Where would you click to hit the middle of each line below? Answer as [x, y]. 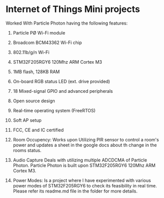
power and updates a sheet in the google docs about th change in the [85, 145]
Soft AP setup [27, 120]
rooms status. [27, 150]
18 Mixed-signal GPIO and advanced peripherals [63, 91]
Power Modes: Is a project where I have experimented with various [82, 180]
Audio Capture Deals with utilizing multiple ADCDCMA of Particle [80, 160]
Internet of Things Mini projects [73, 9]
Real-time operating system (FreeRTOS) [54, 110]
